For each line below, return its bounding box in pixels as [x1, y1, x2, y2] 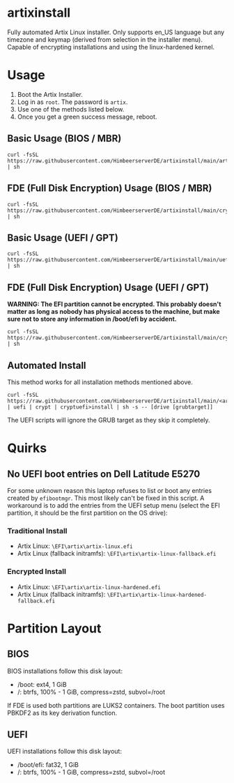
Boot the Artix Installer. [17, 90, 84, 98]
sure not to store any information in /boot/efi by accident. [7, 315, 177, 324]
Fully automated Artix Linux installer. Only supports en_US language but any [7, 28, 225, 36]
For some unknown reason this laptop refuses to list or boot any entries [7, 486, 212, 494]
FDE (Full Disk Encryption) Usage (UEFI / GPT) [7, 281, 209, 294]
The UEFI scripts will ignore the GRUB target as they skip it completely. [7, 416, 210, 424]
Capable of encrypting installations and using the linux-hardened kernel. [7, 43, 214, 51]
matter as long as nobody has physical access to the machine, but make [7, 307, 221, 316]
